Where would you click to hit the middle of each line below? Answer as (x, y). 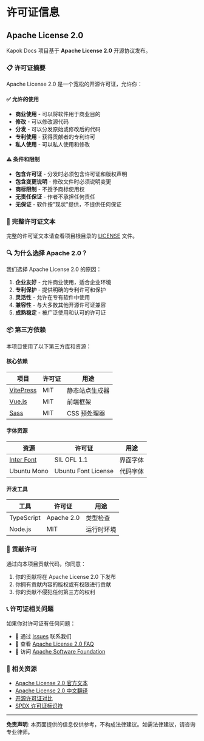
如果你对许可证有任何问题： (41, 623)
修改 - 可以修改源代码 (42, 121)
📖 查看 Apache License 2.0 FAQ (54, 644)
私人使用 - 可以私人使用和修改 (53, 144)
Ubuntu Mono (29, 471)
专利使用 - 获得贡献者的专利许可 (55, 137)
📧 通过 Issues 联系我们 (43, 636)
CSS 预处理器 (86, 413)
